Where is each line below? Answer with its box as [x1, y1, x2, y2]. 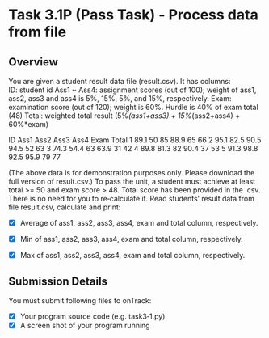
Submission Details [8, 274, 107, 288]
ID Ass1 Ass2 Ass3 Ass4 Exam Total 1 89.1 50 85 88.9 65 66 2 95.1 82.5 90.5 [8, 135, 262, 145]
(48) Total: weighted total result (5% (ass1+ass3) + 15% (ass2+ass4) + [8, 111, 241, 120]
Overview [8, 55, 59, 69]
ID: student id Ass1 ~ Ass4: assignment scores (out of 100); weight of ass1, [8, 85, 257, 95]
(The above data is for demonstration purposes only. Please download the [8, 168, 255, 177]
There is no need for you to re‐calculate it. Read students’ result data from [8, 194, 254, 203]
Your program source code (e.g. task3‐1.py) [19, 311, 166, 321]
